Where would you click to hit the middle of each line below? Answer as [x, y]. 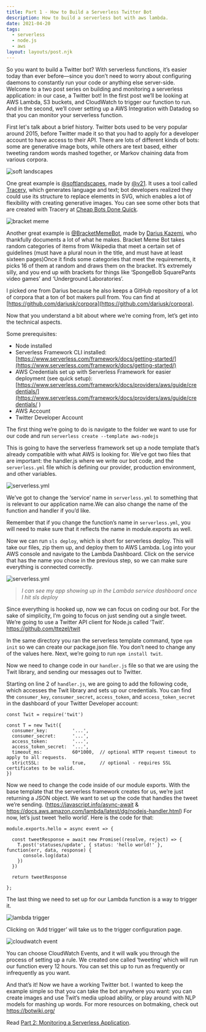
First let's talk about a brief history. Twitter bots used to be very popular [97, 127]
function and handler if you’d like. [48, 510]
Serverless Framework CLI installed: [61, 352]
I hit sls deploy [40, 597]
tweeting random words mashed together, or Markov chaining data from [97, 153]
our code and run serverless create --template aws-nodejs [82, 435]
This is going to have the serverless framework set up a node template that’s [103, 448]
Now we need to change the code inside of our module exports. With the [98, 785]
